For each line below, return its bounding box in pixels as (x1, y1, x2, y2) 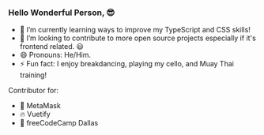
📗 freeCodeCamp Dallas (19, 118, 99, 128)
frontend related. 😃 (19, 42, 85, 51)
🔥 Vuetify (19, 110, 51, 119)
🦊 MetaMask (19, 101, 61, 111)
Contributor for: (8, 86, 59, 96)
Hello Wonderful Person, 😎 (8, 7, 115, 18)
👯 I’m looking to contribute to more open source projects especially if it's (19, 33, 257, 43)
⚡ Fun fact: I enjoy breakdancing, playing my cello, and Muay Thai (19, 59, 235, 69)
